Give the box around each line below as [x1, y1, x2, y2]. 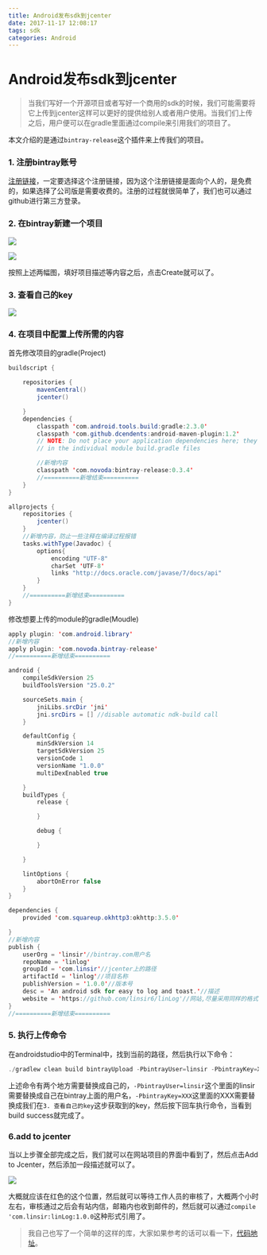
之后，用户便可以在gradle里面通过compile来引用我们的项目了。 [27, 118, 235, 128]
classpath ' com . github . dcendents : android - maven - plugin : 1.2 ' [37, 430, 240, 438]
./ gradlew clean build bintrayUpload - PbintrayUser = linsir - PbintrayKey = [8, 1065, 258, 1073]
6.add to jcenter [8, 1130, 72, 1141]
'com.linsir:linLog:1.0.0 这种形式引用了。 [8, 1211, 149, 1221]
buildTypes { [22, 791, 66, 799]
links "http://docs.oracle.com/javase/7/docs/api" [50, 569, 222, 577]
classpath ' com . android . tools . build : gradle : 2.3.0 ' [37, 422, 208, 430]
